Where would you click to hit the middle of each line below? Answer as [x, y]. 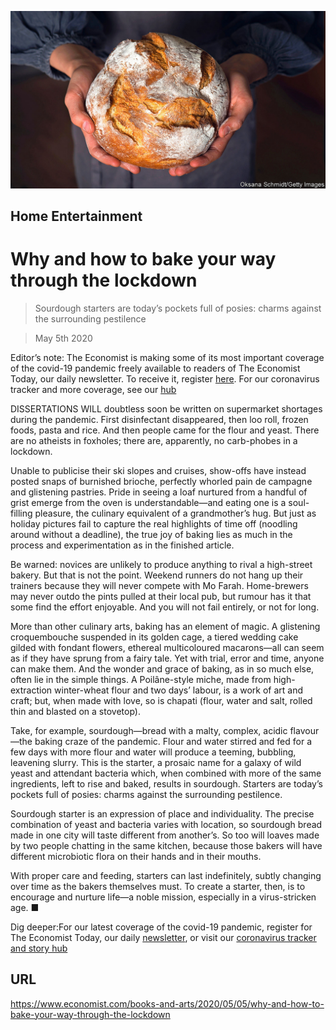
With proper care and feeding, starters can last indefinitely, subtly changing [166, 875]
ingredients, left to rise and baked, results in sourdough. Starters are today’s [166, 783]
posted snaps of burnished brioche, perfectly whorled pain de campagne [161, 481]
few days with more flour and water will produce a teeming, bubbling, [153, 752]
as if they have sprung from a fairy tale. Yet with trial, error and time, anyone [167, 658]
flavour [304, 730]
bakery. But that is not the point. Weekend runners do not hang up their [157, 575]
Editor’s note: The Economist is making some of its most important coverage [167, 357]
